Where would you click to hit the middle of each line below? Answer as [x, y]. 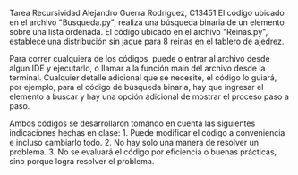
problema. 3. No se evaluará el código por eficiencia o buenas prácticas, [143, 152]
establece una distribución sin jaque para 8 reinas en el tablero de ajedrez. [147, 41]
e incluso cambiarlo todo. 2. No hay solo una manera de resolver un [134, 142]
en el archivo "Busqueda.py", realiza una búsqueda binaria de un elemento [147, 22]
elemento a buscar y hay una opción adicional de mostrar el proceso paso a [149, 96]
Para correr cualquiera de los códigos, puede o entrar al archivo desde [140, 58]
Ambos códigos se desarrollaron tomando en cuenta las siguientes [132, 123]
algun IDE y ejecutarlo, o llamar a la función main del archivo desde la [137, 68]
